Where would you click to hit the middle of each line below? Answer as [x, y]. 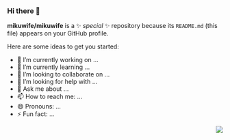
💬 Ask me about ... [43, 89]
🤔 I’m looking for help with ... [57, 82]
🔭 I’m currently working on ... [57, 60]
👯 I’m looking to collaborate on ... [63, 74]
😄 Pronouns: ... [39, 107]
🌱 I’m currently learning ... [53, 67]
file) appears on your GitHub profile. [58, 33]
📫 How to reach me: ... [50, 97]
